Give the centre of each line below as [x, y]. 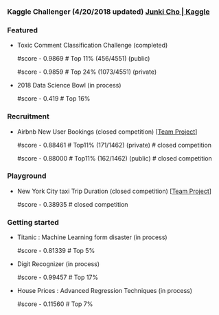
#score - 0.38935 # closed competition [72, 204]
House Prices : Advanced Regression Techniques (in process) [105, 291]
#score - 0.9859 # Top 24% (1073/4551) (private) [87, 72]
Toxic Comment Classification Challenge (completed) [92, 45]
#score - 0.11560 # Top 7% [55, 304]
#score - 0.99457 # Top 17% [57, 277]
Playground [27, 176]
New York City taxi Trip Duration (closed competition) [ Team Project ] [114, 191]
